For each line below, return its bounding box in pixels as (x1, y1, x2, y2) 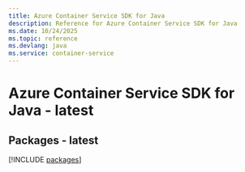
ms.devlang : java (8, 42, 67, 50)
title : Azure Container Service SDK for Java (8, 11, 165, 20)
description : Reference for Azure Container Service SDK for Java (8, 19, 238, 27)
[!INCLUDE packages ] (8, 155, 82, 164)
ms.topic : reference (8, 34, 79, 43)
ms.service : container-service (8, 49, 114, 57)
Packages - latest (8, 133, 99, 147)
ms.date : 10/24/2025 (8, 27, 79, 35)
